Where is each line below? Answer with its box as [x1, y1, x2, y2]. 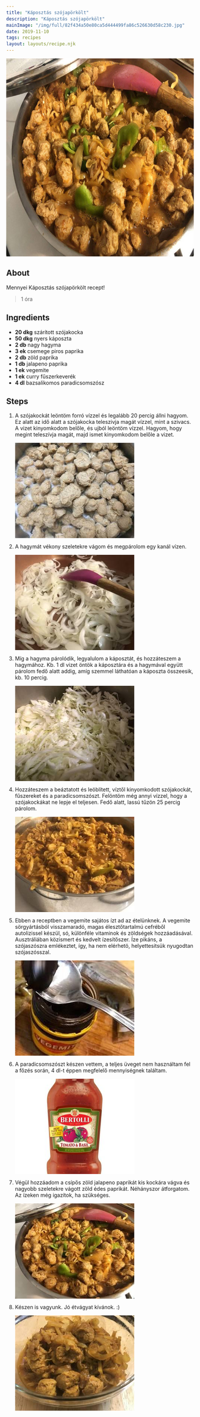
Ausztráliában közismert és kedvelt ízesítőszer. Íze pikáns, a [14, 936, 162, 943]
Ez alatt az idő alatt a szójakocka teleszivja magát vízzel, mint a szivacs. [14, 419, 192, 426]
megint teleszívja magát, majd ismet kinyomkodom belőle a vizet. [14, 431, 174, 438]
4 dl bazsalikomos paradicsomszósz [14, 379, 105, 386]
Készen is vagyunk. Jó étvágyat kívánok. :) [14, 1304, 120, 1311]
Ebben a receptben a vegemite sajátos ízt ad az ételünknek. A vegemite [14, 917, 190, 924]
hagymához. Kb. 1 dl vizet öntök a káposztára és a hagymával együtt [14, 661, 183, 669]
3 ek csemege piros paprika [14, 347, 84, 354]
